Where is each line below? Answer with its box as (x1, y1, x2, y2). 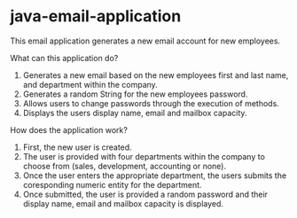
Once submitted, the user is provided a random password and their (22, 189, 269, 199)
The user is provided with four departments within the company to (22, 151, 265, 161)
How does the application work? (10, 124, 128, 135)
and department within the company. (22, 79, 158, 90)
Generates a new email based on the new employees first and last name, (22, 69, 289, 81)
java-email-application (10, 6, 182, 27)
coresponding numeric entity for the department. (22, 179, 202, 190)
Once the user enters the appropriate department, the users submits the (22, 170, 287, 181)
